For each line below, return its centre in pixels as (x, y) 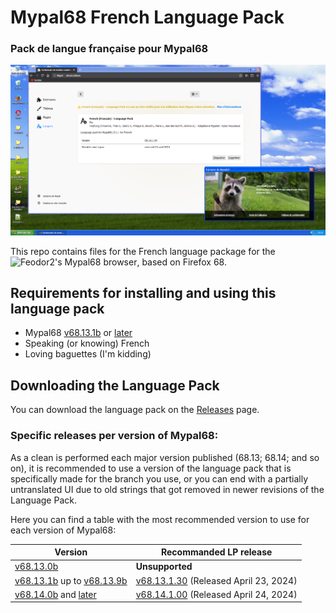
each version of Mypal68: (63, 530)
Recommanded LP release (217, 552)
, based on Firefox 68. (181, 262)
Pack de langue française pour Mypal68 (109, 49)
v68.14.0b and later (55, 594)
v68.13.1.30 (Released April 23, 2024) (216, 580)
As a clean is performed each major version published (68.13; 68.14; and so (165, 457)
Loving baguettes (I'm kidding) (88, 354)
